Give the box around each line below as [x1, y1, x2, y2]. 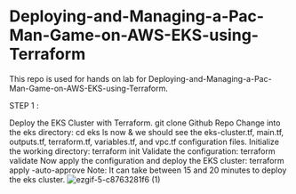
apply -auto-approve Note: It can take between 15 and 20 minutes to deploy [9, 165, 287, 175]
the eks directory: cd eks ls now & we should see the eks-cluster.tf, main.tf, [9, 126, 284, 137]
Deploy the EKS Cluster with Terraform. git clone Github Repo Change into [9, 117, 281, 128]
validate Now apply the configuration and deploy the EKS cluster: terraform [9, 155, 284, 166]
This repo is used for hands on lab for [9, 73, 147, 84]
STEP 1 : [9, 100, 39, 110]
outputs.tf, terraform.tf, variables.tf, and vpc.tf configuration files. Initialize [9, 136, 280, 147]
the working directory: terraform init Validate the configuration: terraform [9, 145, 276, 157]
